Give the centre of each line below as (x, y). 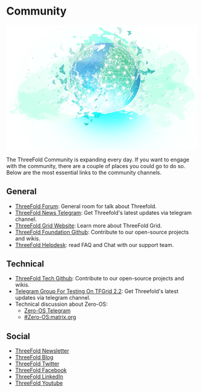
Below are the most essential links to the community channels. (84, 172)
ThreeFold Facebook (41, 370)
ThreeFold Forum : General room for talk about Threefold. (86, 206)
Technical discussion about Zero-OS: (61, 304)
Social (18, 336)
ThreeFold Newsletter (42, 351)
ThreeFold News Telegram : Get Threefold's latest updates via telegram (103, 212)
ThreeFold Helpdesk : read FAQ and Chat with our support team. (94, 245)
